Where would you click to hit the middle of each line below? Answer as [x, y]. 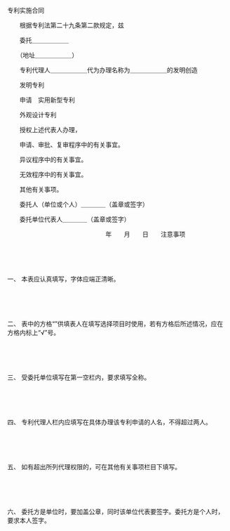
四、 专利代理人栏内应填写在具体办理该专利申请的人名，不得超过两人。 [109, 422]
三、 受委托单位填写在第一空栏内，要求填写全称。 [79, 377]
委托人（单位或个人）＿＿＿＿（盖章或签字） [84, 204]
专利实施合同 [26, 10]
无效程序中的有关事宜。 [53, 175]
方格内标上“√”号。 [34, 333]
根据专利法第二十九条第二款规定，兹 [72, 25]
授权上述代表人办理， [50, 130]
